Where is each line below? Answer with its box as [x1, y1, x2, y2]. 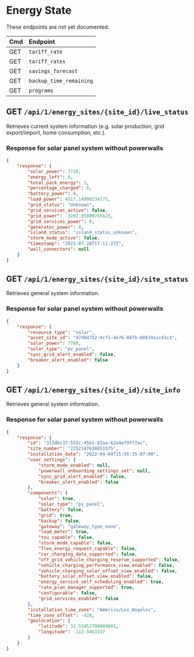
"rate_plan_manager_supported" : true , [38, 585, 135, 591]
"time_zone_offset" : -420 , [27, 612, 95, 618]
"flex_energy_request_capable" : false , [38, 546, 137, 552]
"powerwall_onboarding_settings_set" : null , [38, 468, 151, 474]
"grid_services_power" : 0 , [27, 219, 95, 225]
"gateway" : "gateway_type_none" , [38, 523, 121, 529]
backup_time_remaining [29, 77, 94, 84]
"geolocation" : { [27, 618, 70, 624]
